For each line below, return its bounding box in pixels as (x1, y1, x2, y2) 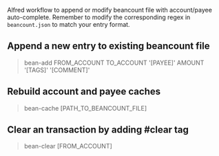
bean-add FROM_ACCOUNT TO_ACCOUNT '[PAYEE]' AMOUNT (23, 58, 205, 67)
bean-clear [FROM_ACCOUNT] (23, 142, 112, 151)
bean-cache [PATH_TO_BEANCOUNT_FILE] (23, 104, 147, 112)
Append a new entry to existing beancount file (7, 41, 210, 52)
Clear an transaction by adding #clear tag (7, 124, 189, 136)
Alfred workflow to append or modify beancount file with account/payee (7, 6, 212, 14)
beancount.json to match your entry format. (7, 21, 130, 28)
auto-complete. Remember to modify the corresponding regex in (7, 13, 191, 21)
